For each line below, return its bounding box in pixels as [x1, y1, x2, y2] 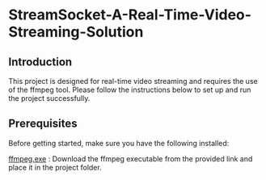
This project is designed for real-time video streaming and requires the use [8, 77, 258, 86]
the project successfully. [8, 94, 91, 103]
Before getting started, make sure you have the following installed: [8, 138, 230, 148]
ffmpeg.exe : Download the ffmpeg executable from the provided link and [8, 153, 253, 163]
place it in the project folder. [8, 162, 103, 172]
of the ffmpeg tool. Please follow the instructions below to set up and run [8, 85, 251, 94]
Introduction [8, 55, 73, 69]
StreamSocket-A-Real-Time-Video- [8, 6, 252, 24]
